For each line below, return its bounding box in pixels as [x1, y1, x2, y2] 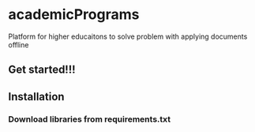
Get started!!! [8, 63, 77, 77]
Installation [8, 89, 65, 104]
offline [8, 40, 29, 49]
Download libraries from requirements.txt [8, 113, 171, 124]
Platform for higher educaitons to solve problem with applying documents [8, 32, 248, 41]
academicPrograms [8, 6, 140, 24]
